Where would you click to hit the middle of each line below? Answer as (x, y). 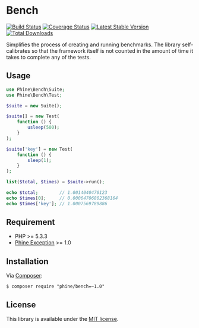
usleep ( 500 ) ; (44, 128)
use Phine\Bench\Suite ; (36, 90)
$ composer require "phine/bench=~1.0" (56, 286)
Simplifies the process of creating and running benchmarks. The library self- (100, 44)
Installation (27, 261)
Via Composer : (24, 276)
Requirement (31, 222)
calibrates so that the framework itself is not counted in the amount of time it (100, 50)
